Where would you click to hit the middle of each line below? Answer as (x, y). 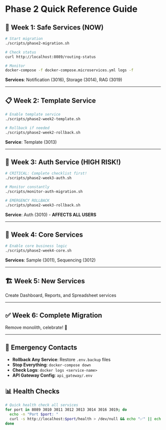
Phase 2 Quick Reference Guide (71, 9)
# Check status (21, 52)
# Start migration (24, 39)
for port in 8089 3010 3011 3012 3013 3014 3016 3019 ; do (66, 410)
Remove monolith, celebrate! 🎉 (36, 327)
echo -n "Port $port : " (34, 414)
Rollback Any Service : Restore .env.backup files (62, 359)
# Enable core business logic (36, 246)
